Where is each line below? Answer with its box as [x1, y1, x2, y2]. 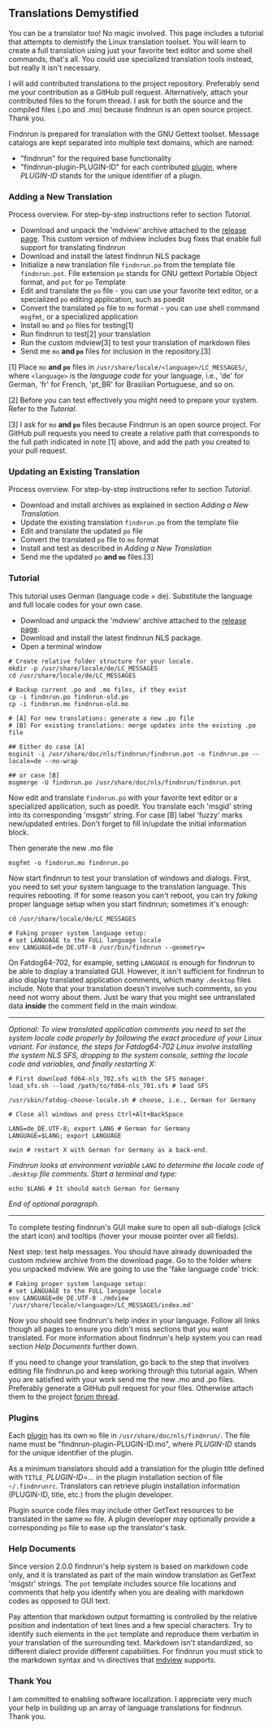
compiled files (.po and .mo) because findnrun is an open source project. [8, 104, 253, 114]
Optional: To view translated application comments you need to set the [8, 1024, 246, 1033]
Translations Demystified [8, 7, 140, 20]
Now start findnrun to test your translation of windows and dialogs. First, [8, 873, 251, 883]
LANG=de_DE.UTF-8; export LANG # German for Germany [8, 1124, 191, 1133]
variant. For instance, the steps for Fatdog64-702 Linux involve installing [8, 1042, 253, 1051]
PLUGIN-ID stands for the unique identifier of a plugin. [19, 170, 202, 180]
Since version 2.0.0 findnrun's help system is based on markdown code [8, 1561, 249, 1571]
